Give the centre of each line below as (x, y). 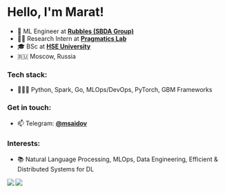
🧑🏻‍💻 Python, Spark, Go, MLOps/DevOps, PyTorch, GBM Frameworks (115, 90)
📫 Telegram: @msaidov (52, 123)
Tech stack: (27, 75)
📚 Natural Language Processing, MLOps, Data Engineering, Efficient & (118, 159)
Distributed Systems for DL (56, 169)
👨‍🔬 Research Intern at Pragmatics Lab (72, 38)
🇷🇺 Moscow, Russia (46, 56)
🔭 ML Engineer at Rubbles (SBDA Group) (76, 31)
